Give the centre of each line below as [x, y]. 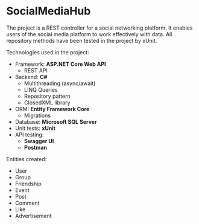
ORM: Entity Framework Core [52, 109]
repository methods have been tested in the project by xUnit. [82, 40]
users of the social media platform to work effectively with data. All [89, 34]
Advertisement [33, 216]
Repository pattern [47, 96]
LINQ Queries [41, 89]
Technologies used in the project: [48, 52]
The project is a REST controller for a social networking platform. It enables [99, 28]
